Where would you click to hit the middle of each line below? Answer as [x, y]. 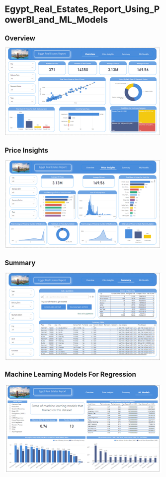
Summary [20, 263]
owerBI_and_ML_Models [56, 20]
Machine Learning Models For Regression [70, 375]
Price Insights [26, 150]
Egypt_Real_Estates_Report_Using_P [82, 9]
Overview [20, 38]
